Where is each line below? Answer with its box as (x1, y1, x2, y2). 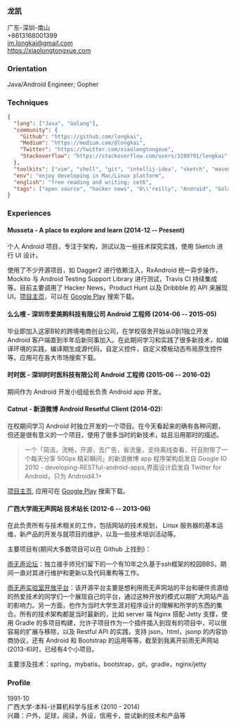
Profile (7, 678, 31, 688)
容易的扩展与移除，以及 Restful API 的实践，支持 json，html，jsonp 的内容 (7, 628, 222, 636)
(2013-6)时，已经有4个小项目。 (7, 645, 98, 654)
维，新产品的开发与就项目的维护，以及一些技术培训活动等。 (7, 530, 180, 538)
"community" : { (13, 127, 58, 134)
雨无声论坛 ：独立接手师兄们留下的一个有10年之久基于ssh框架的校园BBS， (7, 560, 221, 569)
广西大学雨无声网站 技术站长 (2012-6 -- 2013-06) (7, 504, 151, 512)
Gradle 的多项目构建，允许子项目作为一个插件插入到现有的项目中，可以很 (15, 618, 227, 627)
